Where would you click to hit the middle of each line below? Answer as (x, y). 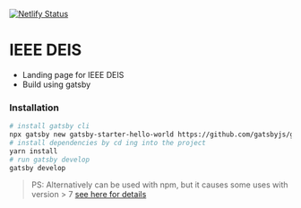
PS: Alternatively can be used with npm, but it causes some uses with (159, 185)
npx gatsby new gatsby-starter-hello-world (92, 134)
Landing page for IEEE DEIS (73, 74)
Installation (34, 108)
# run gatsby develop (50, 160)
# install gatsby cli (50, 126)
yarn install (34, 151)
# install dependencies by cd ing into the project (107, 143)
